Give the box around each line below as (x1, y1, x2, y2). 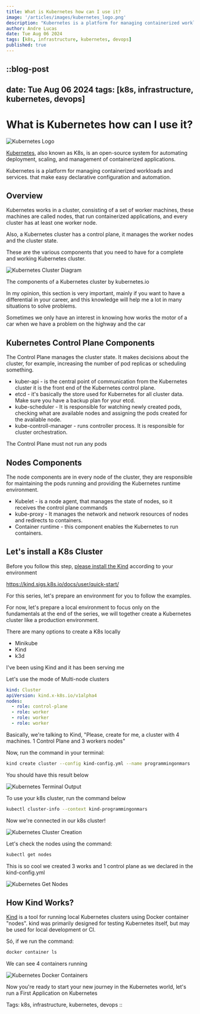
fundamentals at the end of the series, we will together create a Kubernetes (6, 610, 192, 617)
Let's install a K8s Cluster (6, 547, 103, 557)
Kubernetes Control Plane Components (6, 338, 155, 348)
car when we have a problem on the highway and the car (6, 320, 146, 327)
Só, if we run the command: (6, 938, 74, 945)
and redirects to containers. (14, 517, 83, 524)
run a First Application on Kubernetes (6, 990, 98, 997)
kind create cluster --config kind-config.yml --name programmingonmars (6, 760, 190, 767)
